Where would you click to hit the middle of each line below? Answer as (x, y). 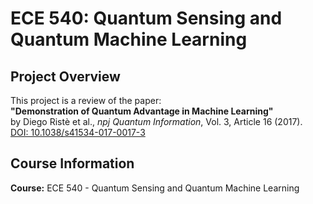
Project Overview (65, 76)
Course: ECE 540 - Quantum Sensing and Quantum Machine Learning (155, 188)
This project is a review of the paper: (86, 100)
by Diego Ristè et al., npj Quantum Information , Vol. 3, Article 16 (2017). (156, 121)
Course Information (72, 163)
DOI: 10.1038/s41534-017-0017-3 (78, 132)
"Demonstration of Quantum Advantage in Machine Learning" (142, 111)
